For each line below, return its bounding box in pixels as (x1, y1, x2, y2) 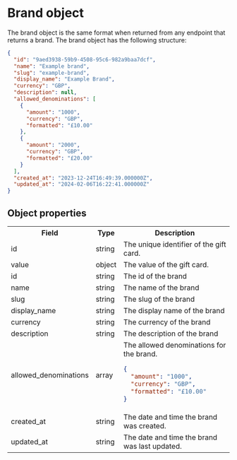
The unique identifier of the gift (123, 240, 226, 249)
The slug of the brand (123, 295, 195, 304)
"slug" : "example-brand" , (13, 69, 90, 76)
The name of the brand (123, 283, 200, 293)
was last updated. (123, 441, 182, 451)
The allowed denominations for (123, 341, 226, 350)
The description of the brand (123, 329, 219, 338)
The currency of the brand (123, 317, 211, 326)
